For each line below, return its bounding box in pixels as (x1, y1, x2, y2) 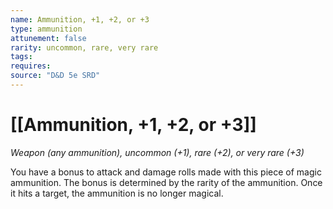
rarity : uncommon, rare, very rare (10, 42, 159, 53)
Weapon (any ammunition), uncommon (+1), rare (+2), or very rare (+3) (10, 146, 305, 158)
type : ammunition (10, 24, 83, 34)
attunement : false (10, 33, 87, 43)
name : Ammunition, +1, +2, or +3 (10, 14, 150, 25)
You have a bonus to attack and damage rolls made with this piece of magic (10, 166, 322, 178)
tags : (10, 52, 33, 62)
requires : (10, 61, 52, 71)
